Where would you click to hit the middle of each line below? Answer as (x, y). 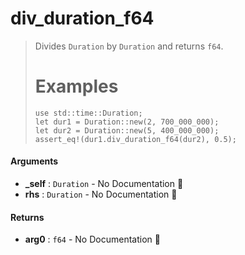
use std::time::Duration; (88, 113)
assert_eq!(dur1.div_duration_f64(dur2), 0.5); (135, 139)
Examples (76, 86)
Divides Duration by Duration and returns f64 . (129, 46)
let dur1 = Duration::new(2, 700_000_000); (127, 122)
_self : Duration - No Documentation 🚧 (104, 184)
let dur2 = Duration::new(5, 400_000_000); (127, 130)
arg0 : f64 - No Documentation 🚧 (92, 239)
